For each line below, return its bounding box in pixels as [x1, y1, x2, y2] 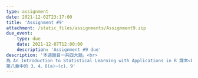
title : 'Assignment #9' [6, 19, 65, 25]
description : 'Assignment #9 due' [16, 47, 101, 53]
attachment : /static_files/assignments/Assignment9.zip [6, 25, 146, 31]
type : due [16, 36, 41, 42]
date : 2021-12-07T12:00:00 [16, 42, 83, 48]
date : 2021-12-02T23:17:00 [6, 14, 72, 20]
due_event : [6, 30, 33, 36]
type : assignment [6, 8, 49, 15]
